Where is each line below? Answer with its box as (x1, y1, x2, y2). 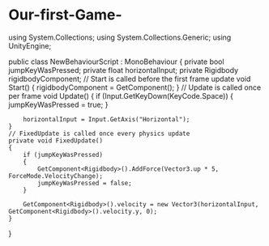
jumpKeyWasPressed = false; (37, 179, 132, 187)
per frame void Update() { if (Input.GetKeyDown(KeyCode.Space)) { (8, 91, 233, 100)
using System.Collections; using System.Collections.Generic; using (8, 32, 232, 42)
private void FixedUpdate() (8, 136, 104, 145)
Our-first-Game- (8, 6, 123, 24)
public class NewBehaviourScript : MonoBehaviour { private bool (8, 57, 224, 66)
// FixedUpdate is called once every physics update (8, 129, 190, 138)
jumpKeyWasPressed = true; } (8, 100, 109, 109)
